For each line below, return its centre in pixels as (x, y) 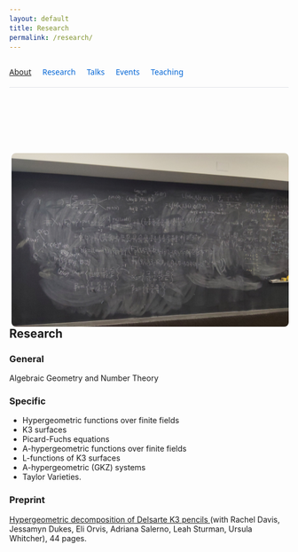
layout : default (39, 19)
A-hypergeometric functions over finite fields (104, 449)
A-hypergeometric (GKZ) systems (84, 468)
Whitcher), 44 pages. (48, 538)
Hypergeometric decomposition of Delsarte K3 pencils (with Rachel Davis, (145, 519)
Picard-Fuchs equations (66, 439)
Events (127, 72)
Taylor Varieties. (51, 477)
